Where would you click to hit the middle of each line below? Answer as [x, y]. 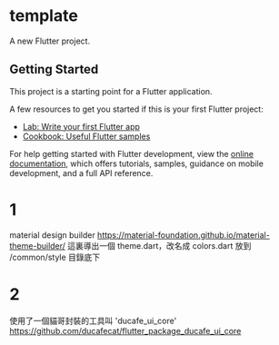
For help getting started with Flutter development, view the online [132, 153]
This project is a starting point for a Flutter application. [111, 91]
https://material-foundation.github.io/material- [183, 235]
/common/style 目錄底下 [55, 257]
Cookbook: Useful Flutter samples [86, 136]
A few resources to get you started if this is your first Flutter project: [136, 109]
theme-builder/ [38, 245]
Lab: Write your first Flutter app [81, 126]
